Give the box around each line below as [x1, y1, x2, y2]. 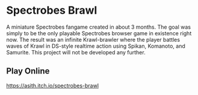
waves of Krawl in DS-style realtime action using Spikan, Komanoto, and [6, 42, 185, 50]
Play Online [6, 66, 50, 76]
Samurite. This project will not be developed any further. [6, 48, 146, 56]
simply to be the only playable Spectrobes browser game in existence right [6, 29, 192, 36]
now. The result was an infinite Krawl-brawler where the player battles [6, 36, 181, 43]
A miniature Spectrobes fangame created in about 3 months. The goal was [6, 23, 191, 30]
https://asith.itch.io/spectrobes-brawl [6, 82, 99, 89]
